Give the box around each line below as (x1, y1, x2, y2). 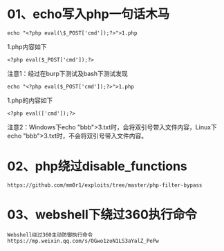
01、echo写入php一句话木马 (7, 6, 170, 22)
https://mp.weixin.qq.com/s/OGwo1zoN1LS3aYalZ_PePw (7, 237, 159, 244)
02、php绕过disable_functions (7, 158, 188, 174)
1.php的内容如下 (7, 96, 53, 104)
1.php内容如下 (7, 42, 47, 50)
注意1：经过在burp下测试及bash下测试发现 (7, 69, 128, 77)
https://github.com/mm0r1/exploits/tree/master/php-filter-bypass (7, 181, 203, 189)
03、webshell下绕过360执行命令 (7, 207, 197, 223)
